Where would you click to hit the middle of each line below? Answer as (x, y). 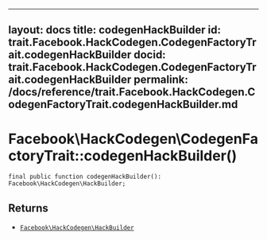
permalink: (161, 80)
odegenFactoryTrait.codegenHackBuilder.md (123, 105)
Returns (29, 208)
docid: (150, 55)
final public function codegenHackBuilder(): (85, 177)
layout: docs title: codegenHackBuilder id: (114, 30)
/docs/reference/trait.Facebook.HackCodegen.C (132, 92)
